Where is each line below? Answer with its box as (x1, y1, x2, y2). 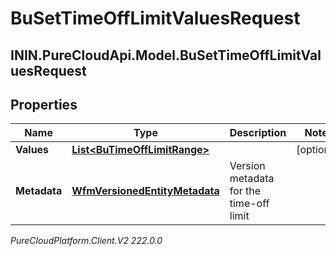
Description (229, 126, 287, 140)
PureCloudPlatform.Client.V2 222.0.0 (10, 235, 163, 247)
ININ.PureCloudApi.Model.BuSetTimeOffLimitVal (10, 47, 322, 64)
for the (229, 184, 262, 198)
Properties (10, 96, 78, 113)
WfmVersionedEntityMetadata (71, 184, 220, 198)
